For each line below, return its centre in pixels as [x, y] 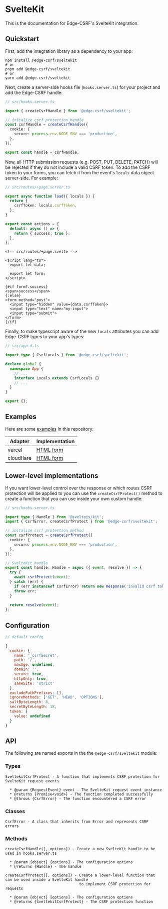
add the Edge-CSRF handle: [34, 92]
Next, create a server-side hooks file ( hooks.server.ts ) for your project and [83, 87]
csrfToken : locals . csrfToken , [46, 206]
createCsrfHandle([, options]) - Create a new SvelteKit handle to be [80, 849]
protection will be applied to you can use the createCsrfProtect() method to [84, 493]
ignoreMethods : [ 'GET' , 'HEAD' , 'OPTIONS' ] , [57, 697]
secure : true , [29, 674]
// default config [24, 637]
